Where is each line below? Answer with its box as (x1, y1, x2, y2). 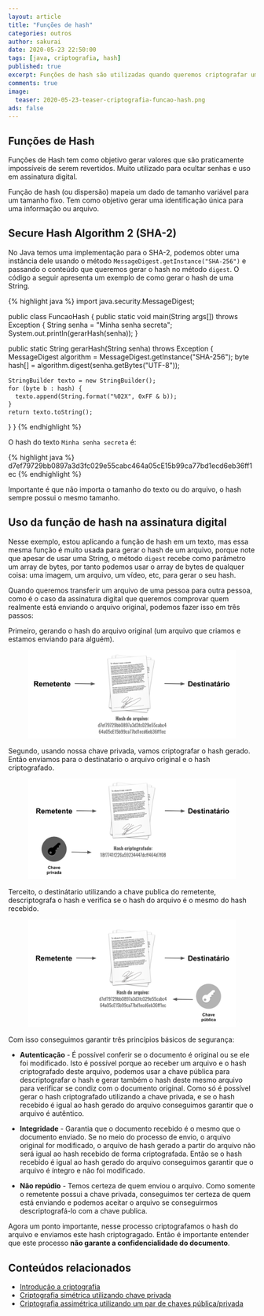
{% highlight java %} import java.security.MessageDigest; (8, 296, 195, 306)
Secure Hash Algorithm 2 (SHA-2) (8, 227, 177, 240)
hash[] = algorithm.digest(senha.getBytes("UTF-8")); (8, 360, 181, 370)
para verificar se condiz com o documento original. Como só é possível (19, 1084, 251, 1093)
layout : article (8, 13, 61, 20)
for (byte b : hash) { (8, 385, 82, 392)
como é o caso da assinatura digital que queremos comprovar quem (8, 593, 229, 603)
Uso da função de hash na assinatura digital (8, 516, 227, 530)
